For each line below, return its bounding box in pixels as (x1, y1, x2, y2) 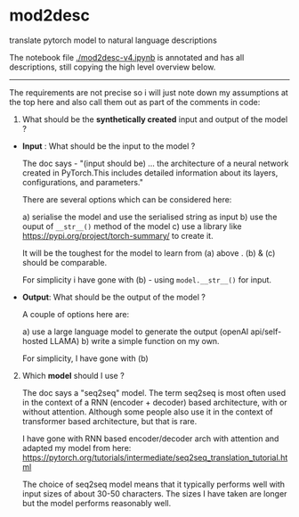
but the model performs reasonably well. (21, 497, 172, 508)
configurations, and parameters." (21, 176, 144, 187)
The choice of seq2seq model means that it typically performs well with (21, 479, 286, 489)
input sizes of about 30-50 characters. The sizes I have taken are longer (21, 488, 287, 499)
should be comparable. (21, 257, 108, 267)
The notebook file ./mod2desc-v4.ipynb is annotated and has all (9, 52, 245, 62)
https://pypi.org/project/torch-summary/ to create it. (21, 230, 214, 241)
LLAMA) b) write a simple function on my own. (49, 335, 220, 346)
